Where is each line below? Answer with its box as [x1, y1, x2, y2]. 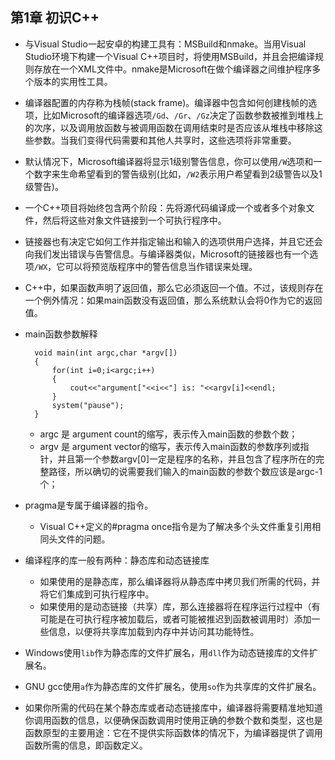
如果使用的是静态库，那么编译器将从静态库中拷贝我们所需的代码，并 [39, 575, 321, 587]
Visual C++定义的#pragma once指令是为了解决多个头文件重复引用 [39, 520, 313, 532]
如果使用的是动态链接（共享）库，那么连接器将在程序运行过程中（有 [39, 600, 321, 612]
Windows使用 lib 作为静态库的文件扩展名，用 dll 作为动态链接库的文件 [24, 646, 310, 658]
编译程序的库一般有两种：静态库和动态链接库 [24, 554, 210, 566]
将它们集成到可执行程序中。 [39, 588, 155, 600]
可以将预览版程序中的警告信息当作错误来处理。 [64, 260, 258, 272]
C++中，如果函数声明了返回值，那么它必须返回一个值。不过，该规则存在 [24, 281, 324, 293]
